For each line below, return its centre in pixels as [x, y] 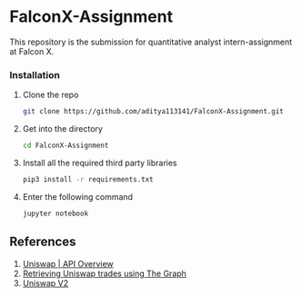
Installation [35, 74]
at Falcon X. [32, 51]
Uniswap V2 [45, 282]
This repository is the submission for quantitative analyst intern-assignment [151, 42]
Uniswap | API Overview [68, 263]
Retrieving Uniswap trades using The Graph [104, 273]
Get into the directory [62, 129]
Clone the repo [50, 95]
